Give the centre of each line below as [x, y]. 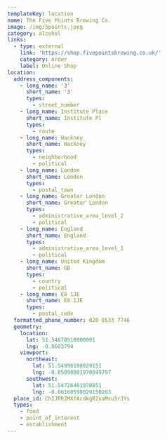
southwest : [42, 379]
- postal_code [53, 314]
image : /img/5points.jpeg [45, 27]
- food [29, 412]
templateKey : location [40, 14]
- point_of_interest [50, 418]
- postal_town [53, 190]
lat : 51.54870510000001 [61, 340]
